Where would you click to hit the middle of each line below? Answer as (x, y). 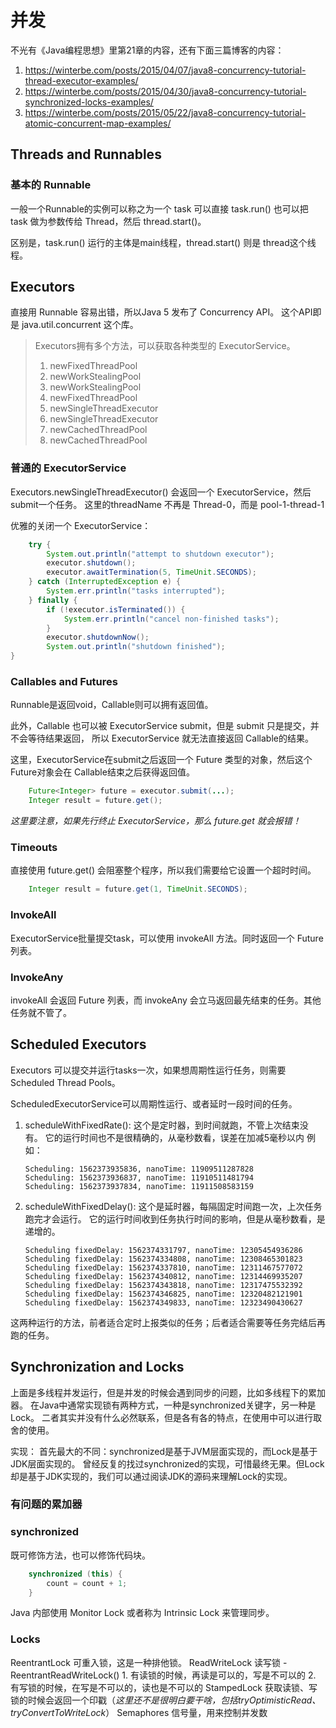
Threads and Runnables (86, 154)
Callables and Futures (64, 682)
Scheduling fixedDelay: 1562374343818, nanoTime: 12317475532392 (163, 1285)
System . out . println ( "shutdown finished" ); (136, 647)
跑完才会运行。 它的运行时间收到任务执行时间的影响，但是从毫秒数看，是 (175, 1218)
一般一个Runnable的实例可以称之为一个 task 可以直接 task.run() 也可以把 (159, 208)
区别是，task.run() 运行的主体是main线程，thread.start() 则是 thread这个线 (163, 242)
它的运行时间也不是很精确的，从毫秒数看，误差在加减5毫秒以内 (174, 1137)
